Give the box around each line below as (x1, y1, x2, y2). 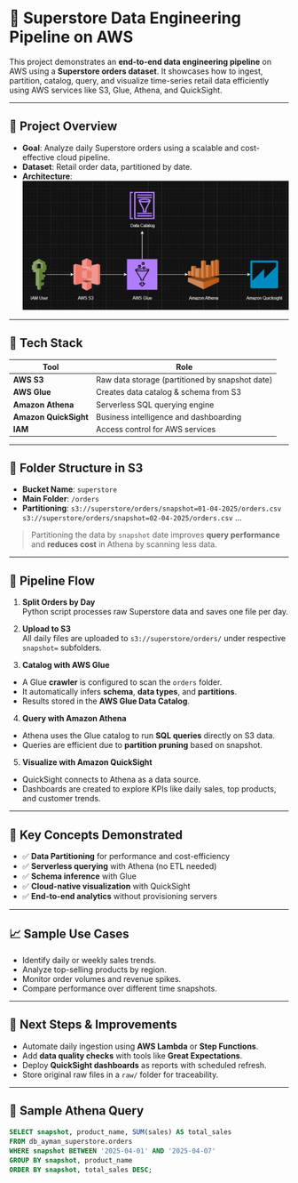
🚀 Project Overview (9, 119, 118, 134)
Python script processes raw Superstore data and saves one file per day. (21, 607, 289, 617)
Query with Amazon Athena (21, 713, 127, 724)
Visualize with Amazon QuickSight (21, 757, 153, 768)
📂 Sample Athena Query (9, 1103, 145, 1119)
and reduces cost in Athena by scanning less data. (30, 539, 217, 550)
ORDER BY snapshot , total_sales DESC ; (9, 1165, 153, 1174)
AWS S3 (12, 374, 44, 385)
